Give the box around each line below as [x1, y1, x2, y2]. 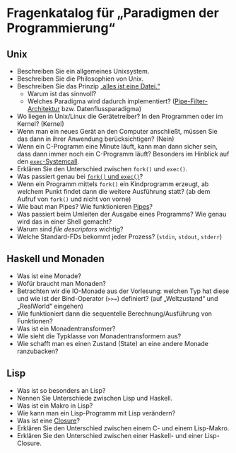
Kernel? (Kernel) [16, 120, 64, 128]
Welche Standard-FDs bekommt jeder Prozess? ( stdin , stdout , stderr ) [16, 232, 223, 241]
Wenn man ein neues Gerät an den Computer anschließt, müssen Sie [16, 127, 218, 135]
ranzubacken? [16, 347, 59, 355]
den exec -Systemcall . [16, 157, 79, 166]
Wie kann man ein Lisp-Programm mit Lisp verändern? [16, 408, 176, 417]
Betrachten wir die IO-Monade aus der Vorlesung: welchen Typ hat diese [16, 287, 230, 295]
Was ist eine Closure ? [16, 416, 81, 425]
